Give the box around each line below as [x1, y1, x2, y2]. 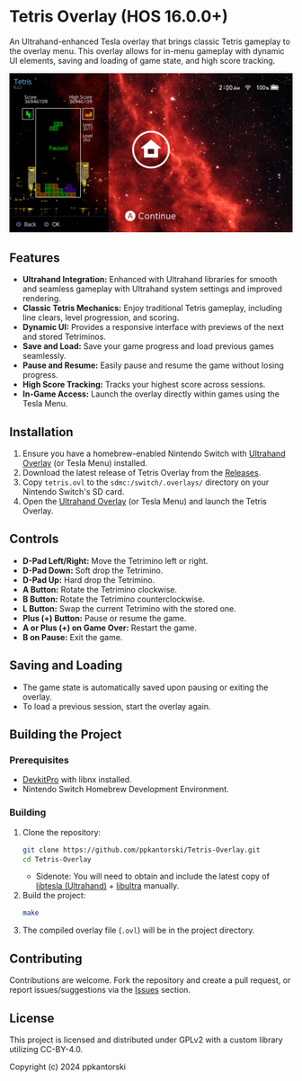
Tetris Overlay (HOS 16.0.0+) [9, 6, 229, 27]
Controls [9, 532, 59, 547]
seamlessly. [22, 351, 67, 362]
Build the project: [22, 890, 86, 901]
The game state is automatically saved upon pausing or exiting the [22, 682, 269, 692]
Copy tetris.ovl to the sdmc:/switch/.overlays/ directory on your [22, 477, 270, 487]
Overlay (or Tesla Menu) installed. [22, 458, 148, 469]
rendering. [22, 293, 61, 304]
